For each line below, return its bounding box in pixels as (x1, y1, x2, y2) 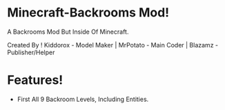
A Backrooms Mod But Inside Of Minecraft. (7, 27, 129, 36)
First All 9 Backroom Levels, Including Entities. (17, 95, 149, 103)
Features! (7, 72, 63, 88)
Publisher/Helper (7, 48, 55, 56)
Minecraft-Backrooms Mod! (7, 5, 170, 21)
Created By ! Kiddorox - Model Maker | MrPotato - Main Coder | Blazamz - (7, 41, 219, 49)
